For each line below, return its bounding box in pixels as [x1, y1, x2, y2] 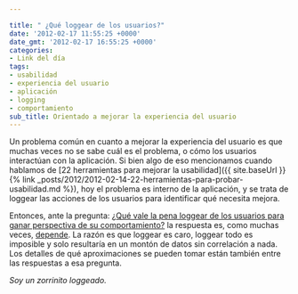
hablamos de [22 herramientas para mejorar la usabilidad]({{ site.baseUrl [9, 165, 278, 176]
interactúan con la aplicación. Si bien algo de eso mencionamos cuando [9, 155, 273, 166]
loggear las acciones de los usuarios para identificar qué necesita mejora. [9, 193, 280, 204]
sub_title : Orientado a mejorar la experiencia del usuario [9, 112, 238, 121]
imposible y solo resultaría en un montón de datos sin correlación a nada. [9, 239, 278, 249]
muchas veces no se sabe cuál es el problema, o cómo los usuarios [9, 146, 257, 157]
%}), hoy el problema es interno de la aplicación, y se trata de [62, 184, 289, 194]
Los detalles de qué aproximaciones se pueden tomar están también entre [9, 249, 282, 259]
